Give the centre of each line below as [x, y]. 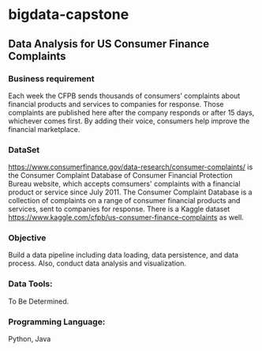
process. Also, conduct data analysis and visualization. [97, 263]
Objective [27, 238]
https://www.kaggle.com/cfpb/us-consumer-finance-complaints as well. [126, 217]
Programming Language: [57, 322]
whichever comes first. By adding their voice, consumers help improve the [129, 121]
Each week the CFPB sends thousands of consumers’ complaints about [124, 96]
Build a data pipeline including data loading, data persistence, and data [124, 255]
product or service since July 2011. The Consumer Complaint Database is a [130, 192]
